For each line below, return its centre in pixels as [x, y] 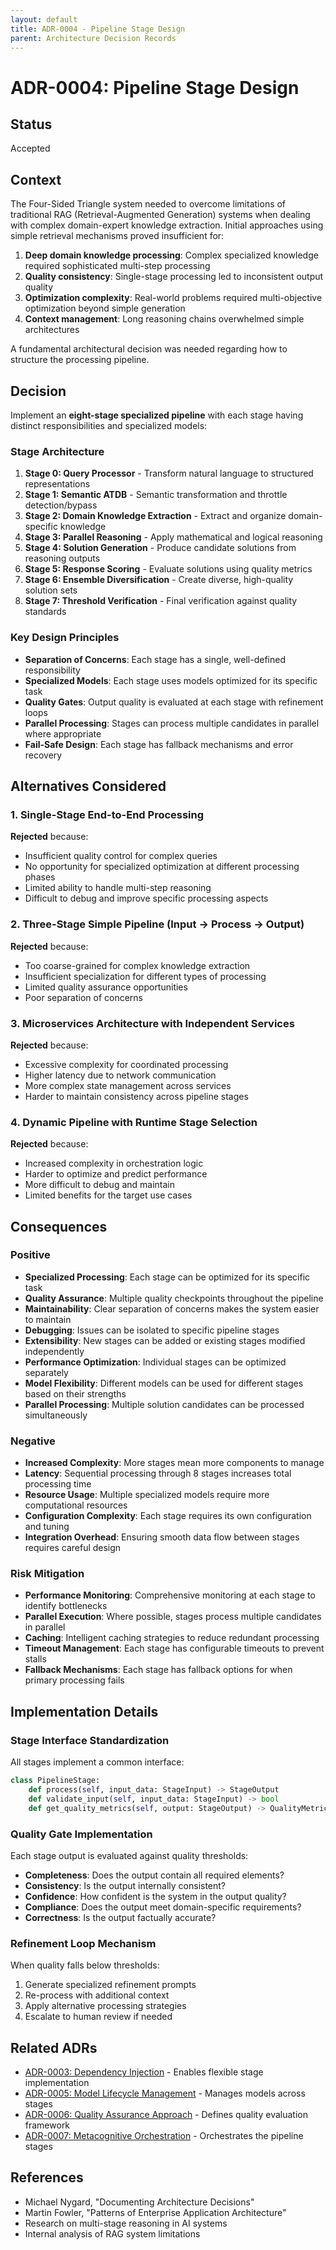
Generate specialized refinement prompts [110, 1985]
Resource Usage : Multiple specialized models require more [147, 1495]
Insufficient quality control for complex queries [121, 856]
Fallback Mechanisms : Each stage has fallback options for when [158, 1670]
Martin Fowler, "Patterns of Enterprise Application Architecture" [155, 2212]
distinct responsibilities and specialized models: [109, 425]
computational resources [76, 1505]
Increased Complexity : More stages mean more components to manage [174, 1463]
